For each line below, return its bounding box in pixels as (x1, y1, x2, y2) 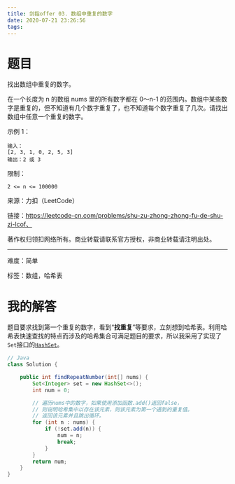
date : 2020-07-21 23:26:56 (7, 17, 86, 24)
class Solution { (7, 361, 58, 368)
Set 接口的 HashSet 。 (7, 340, 64, 349)
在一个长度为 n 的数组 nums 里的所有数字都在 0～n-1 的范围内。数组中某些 (7, 95, 222, 104)
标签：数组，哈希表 (7, 271, 63, 280)
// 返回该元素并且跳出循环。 (32, 413, 105, 420)
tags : (7, 23, 23, 30)
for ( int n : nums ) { (32, 419, 96, 426)
